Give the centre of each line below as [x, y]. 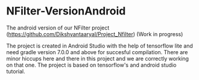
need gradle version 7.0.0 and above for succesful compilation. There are [97, 52]
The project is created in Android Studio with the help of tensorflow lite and [99, 46]
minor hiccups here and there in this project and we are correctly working [97, 58]
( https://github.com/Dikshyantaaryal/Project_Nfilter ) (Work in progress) [95, 34]
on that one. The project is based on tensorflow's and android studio [91, 65]
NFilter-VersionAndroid [66, 11]
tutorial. [16, 71]
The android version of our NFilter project [58, 28]
